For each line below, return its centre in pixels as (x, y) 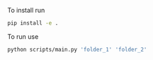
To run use (23, 36)
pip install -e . (33, 23)
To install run (26, 10)
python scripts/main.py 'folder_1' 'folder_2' (77, 49)
